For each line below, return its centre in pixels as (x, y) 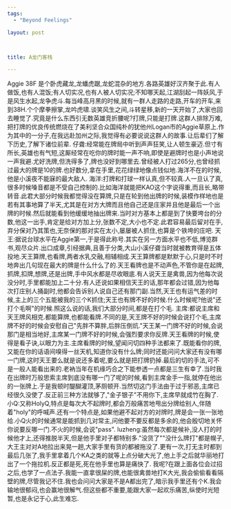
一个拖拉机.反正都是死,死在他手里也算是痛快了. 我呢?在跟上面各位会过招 (121, 464)
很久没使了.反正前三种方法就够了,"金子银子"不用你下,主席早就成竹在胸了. (116, 395)
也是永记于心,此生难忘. (47, 499)
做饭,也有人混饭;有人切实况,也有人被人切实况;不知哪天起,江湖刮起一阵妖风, (112, 92)
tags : (15, 13)
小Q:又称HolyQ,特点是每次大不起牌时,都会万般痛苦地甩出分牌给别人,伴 (106, 404)
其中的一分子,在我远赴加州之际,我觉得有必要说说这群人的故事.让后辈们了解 (118, 136)
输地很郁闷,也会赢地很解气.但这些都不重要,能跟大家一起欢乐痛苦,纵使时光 (110, 490)
